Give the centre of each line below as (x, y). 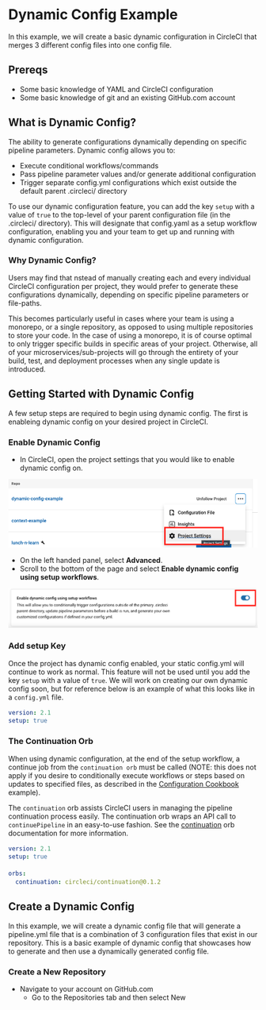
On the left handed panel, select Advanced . (91, 561)
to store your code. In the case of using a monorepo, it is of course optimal (130, 335)
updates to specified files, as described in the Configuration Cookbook (123, 784)
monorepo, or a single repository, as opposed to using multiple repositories (131, 326)
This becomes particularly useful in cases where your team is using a (122, 318)
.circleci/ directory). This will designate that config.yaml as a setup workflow (133, 223)
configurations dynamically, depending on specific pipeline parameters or (129, 295)
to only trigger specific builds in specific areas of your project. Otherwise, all (133, 344)
